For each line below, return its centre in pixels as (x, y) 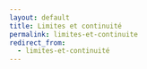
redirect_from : (38, 43)
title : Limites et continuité (66, 26)
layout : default (39, 17)
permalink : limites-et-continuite (74, 34)
